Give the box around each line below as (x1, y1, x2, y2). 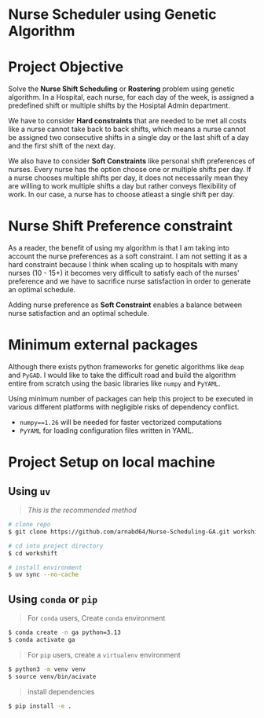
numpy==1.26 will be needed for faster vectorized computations (19, 418, 222, 427)
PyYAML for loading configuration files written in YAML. (19, 426, 194, 435)
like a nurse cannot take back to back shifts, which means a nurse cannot (8, 124, 246, 134)
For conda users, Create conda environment (27, 614, 166, 623)
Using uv (8, 485, 51, 498)
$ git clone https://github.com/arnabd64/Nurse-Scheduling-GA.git (8, 528, 230, 536)
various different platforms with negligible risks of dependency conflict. (8, 402, 240, 412)
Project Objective (8, 58, 124, 76)
